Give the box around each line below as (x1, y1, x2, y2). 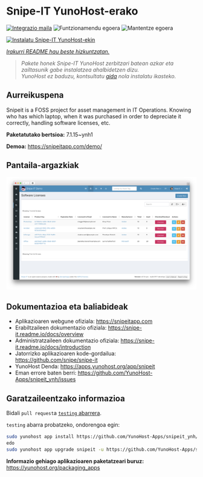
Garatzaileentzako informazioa (6, 393, 125, 404)
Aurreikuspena (6, 90, 64, 101)
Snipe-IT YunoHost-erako (6, 4, 138, 18)
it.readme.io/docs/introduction (14, 343, 91, 351)
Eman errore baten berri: (14, 369, 77, 377)
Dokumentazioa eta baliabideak (6, 302, 128, 312)
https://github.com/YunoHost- (77, 369, 153, 377)
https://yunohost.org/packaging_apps (6, 464, 100, 471)
